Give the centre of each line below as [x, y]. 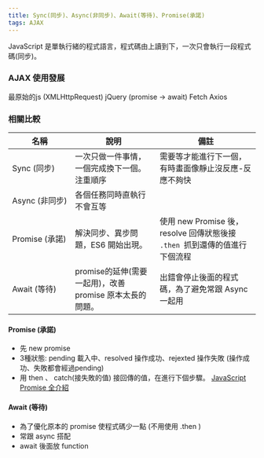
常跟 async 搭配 [45, 436]
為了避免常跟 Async [212, 289]
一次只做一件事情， [110, 156]
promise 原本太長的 [110, 295]
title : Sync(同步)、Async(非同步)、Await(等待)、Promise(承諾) [107, 15]
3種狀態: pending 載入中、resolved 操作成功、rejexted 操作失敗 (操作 [131, 358]
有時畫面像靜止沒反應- [202, 168]
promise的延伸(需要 [111, 272]
